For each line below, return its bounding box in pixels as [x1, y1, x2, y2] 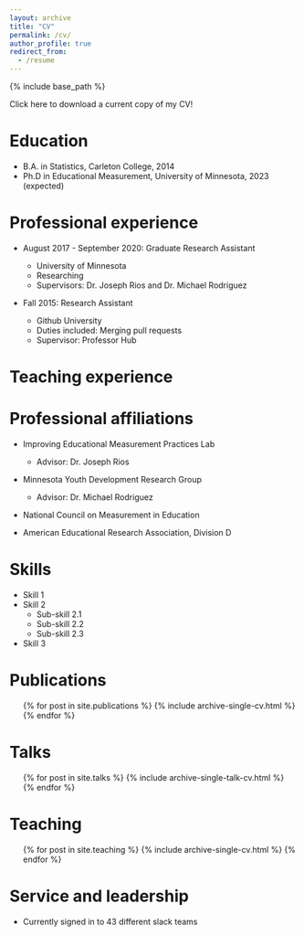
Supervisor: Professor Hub [36, 335, 137, 346]
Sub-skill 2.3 [36, 628, 84, 639]
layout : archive [9, 13, 71, 23]
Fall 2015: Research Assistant [22, 297, 133, 308]
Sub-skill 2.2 [36, 618, 85, 629]
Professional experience [9, 212, 199, 233]
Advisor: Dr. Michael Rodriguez [36, 492, 153, 503]
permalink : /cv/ [9, 30, 71, 39]
